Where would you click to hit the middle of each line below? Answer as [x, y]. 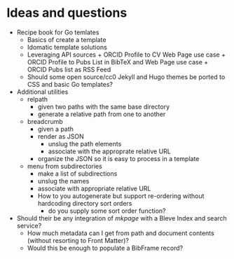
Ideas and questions [67, 13]
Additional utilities [42, 92]
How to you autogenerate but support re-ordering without [121, 196]
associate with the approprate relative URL [109, 151]
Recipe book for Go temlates [58, 32]
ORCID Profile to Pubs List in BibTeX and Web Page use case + [118, 62]
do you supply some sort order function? [107, 211]
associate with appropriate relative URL [94, 188]
